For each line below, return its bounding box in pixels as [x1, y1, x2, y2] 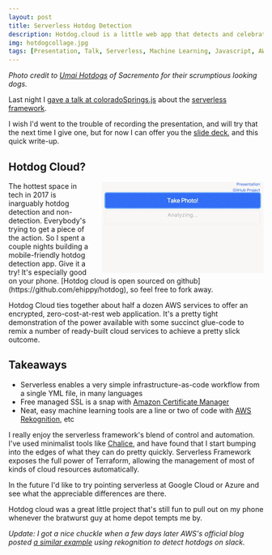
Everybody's [43, 216, 87, 225]
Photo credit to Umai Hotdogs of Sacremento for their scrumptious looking [8, 70, 257, 80]
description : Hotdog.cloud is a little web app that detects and [8, 30, 233, 38]
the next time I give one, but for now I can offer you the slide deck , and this [8, 128, 259, 138]
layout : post [8, 13, 53, 21]
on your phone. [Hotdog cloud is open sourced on [8, 275, 176, 285]
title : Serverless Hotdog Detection [8, 21, 132, 30]
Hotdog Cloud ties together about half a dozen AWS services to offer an [8, 300, 249, 310]
